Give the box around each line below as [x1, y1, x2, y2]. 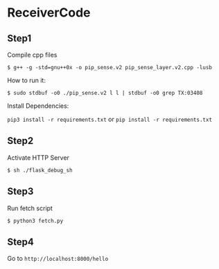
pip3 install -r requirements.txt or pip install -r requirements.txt [7, 115, 213, 123]
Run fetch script [7, 204, 53, 212]
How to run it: [7, 76, 46, 84]
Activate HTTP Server [7, 154, 69, 162]
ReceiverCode [7, 5, 91, 21]
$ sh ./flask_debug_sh [7, 167, 73, 174]
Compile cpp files [7, 50, 58, 59]
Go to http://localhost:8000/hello [7, 254, 109, 263]
